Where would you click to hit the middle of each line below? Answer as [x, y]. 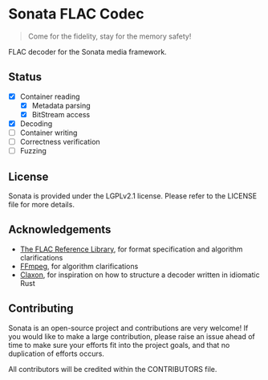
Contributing [41, 309]
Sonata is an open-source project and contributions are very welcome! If [128, 328]
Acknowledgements [60, 230]
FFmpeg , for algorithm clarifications [79, 266]
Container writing [49, 133]
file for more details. [41, 204]
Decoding [36, 123]
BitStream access [61, 114]
